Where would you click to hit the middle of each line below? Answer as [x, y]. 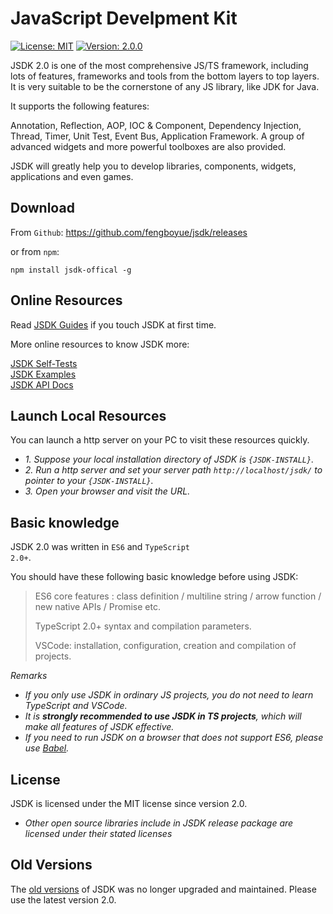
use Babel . [47, 748]
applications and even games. [72, 176]
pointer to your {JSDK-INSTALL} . [89, 481]
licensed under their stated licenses [98, 833]
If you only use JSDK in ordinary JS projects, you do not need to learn [169, 695]
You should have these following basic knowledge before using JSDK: [154, 577]
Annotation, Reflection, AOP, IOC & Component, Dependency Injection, [156, 125]
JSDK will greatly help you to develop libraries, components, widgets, [153, 166]
